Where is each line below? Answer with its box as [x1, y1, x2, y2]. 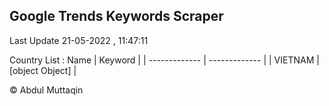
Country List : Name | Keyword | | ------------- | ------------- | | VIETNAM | [9, 54, 320, 66]
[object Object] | [9, 64, 77, 76]
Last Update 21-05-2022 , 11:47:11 [9, 34, 149, 46]
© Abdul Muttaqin [9, 84, 84, 96]
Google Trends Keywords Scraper [9, 8, 224, 25]
